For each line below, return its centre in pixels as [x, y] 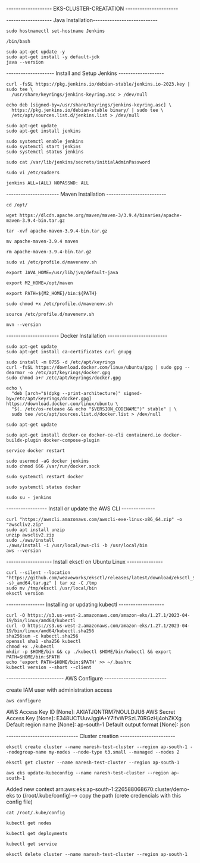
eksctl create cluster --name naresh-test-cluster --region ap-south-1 [97, 747]
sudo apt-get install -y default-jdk [53, 57]
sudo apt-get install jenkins [44, 131]
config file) [19, 802]
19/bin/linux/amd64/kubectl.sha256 [50, 631]
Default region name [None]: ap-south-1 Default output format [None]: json [98, 724]
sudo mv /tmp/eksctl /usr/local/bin [51, 588]
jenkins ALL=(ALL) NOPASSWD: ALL [48, 183]
